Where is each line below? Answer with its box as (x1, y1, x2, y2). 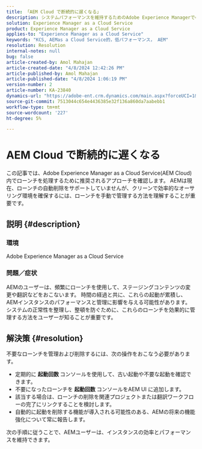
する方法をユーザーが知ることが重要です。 (11, 314, 117, 321)
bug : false (6, 54, 34, 60)
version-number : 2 (6, 82, 52, 88)
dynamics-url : (6, 93, 42, 99)
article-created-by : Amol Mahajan (6, 59, 93, 65)
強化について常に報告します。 (14, 415, 88, 422)
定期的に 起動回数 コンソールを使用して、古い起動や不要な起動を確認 (14, 370, 186, 377)
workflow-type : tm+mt (6, 104, 61, 110)
